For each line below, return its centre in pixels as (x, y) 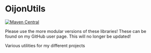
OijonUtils (25, 9)
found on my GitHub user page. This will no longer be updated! (68, 36)
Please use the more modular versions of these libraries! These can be (76, 31)
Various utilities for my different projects (45, 45)
